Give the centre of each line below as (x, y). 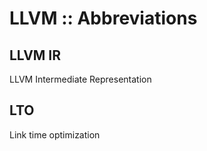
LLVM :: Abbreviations (103, 18)
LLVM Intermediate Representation (80, 79)
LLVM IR (35, 55)
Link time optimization (55, 134)
